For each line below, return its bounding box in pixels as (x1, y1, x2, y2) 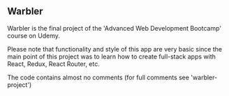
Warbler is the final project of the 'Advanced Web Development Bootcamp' (7, 24, 222, 32)
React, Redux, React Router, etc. (7, 59, 100, 68)
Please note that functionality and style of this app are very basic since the (7, 45, 222, 53)
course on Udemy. (7, 31, 61, 40)
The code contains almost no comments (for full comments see (7, 73, 190, 81)
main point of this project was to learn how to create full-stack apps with (7, 52, 216, 61)
